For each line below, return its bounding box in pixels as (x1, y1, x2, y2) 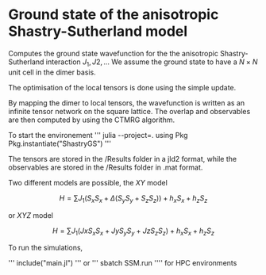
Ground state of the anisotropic (8, 6, 219, 24)
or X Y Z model (8, 210, 54, 220)
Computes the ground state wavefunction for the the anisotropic (8, 48, 218, 58)
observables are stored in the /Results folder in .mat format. (8, 162, 203, 172)
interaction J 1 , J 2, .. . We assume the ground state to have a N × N (45, 57, 258, 68)
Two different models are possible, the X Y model (8, 178, 168, 187)
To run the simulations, (8, 243, 83, 253)
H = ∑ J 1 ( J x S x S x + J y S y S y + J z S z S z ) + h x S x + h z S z (52, 226, 214, 237)
